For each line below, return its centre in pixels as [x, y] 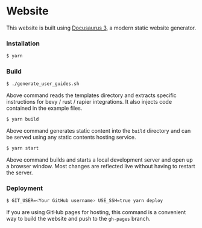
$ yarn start [23, 148]
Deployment [25, 188]
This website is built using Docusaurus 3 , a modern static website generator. [101, 28]
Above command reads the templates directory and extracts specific [91, 95]
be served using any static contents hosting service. [71, 138]
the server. [20, 173]
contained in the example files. [44, 108]
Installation [23, 43]
